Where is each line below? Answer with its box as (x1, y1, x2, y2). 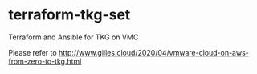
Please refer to (8, 47, 58, 57)
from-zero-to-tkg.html (8, 56, 82, 66)
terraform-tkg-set (8, 6, 131, 24)
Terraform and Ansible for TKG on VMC (8, 32, 139, 42)
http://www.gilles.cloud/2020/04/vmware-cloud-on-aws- (59, 47, 249, 57)
